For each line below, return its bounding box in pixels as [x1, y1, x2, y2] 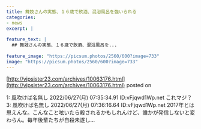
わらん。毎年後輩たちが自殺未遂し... [6, 116, 95, 123]
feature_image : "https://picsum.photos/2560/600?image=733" [6, 53, 160, 59]
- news [6, 20, 23, 26]
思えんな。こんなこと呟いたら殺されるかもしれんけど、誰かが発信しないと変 [6, 109, 196, 116]
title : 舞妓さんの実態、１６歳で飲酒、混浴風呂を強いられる [6, 8, 137, 15]
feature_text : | [6, 36, 47, 42]
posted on [126, 81, 152, 88]
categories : [6, 14, 36, 20]
